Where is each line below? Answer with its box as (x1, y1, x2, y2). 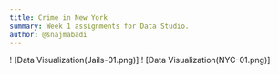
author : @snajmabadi (9, 30, 88, 39)
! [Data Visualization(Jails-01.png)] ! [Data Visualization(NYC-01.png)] (9, 55, 271, 66)
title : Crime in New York (9, 13, 108, 23)
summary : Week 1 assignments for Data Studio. (9, 22, 190, 31)
